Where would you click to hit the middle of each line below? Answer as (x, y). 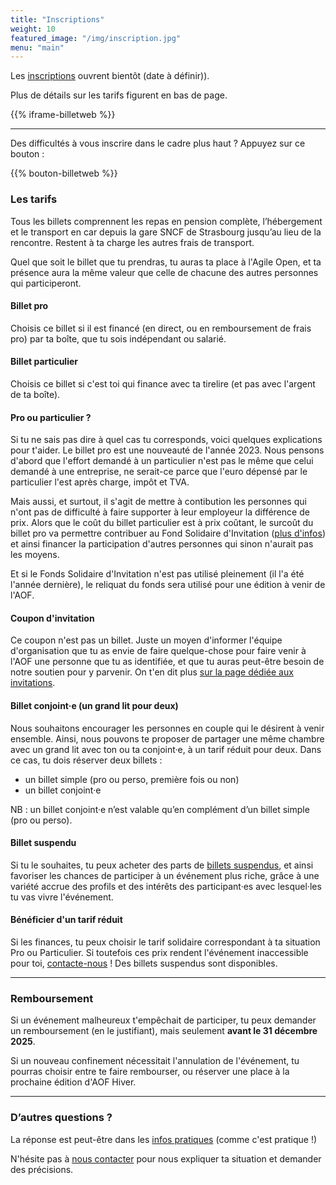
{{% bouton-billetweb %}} (64, 173)
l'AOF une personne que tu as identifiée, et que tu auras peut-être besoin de (167, 662)
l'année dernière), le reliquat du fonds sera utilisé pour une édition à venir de (168, 585)
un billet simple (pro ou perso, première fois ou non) (132, 779)
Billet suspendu (43, 843)
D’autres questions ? (61, 1118)
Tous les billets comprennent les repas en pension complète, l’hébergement (166, 221)
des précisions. (42, 1169)
